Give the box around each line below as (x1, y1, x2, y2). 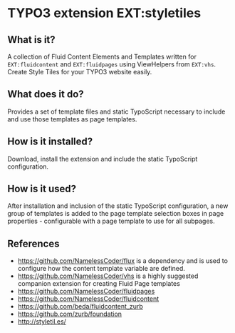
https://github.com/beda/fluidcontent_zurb (17, 302, 144, 311)
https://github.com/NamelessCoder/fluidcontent (17, 294, 160, 303)
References (7, 237, 60, 249)
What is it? (7, 34, 56, 46)
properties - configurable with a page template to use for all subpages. (7, 217, 215, 226)
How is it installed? (7, 136, 93, 148)
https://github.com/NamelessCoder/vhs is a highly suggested (17, 272, 199, 280)
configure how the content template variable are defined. (17, 264, 185, 273)
